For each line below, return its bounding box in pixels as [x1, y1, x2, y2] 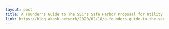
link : [5, 16, 17, 21]
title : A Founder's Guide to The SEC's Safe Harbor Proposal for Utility [5, 12, 163, 17]
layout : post [5, 7, 33, 12]
